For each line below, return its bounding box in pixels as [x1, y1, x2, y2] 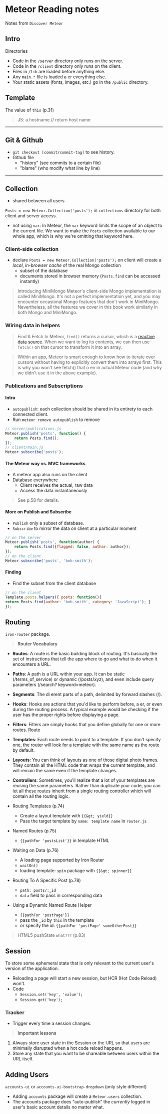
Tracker [5, 1009, 25, 1016]
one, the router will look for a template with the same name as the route [12, 742, 160, 748]
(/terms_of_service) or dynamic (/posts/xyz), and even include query [12, 676, 154, 682]
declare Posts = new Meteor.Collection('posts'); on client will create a [12, 257, 161, 263]
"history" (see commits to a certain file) [19, 160, 101, 166]
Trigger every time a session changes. [12, 1020, 91, 1027]
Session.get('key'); [19, 998, 63, 1003]
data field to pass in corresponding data [19, 892, 102, 899]
